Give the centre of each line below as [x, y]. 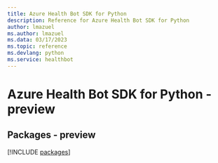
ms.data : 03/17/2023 [38, 40]
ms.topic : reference [38, 46]
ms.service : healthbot [40, 60]
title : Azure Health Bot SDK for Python [67, 14]
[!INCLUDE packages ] [39, 152]
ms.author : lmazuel [36, 33]
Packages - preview [52, 135]
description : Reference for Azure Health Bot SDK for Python [98, 20]
